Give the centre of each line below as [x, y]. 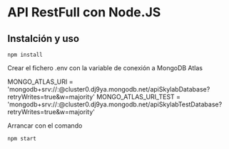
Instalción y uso [44, 39]
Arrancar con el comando [45, 126]
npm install [25, 55]
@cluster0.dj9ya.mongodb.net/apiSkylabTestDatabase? [141, 104]
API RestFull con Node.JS [84, 12]
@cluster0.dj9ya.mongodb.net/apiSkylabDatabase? [134, 89]
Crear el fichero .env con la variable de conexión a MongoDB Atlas [105, 68]
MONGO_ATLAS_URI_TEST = [138, 97]
